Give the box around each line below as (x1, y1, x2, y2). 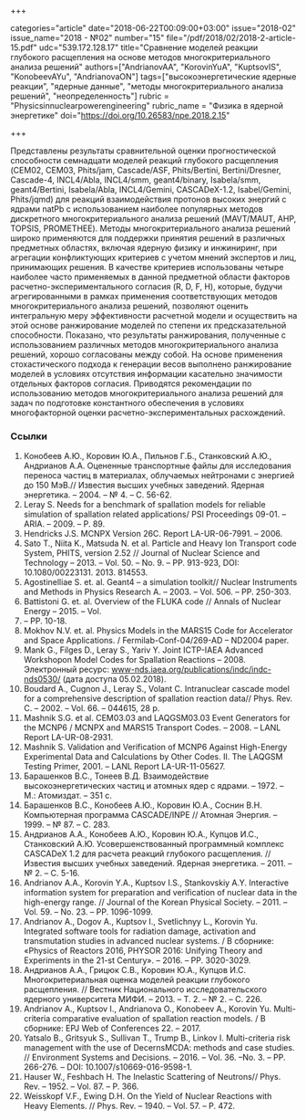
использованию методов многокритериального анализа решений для (10, 388, 283, 398)
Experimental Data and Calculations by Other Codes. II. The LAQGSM (23, 751, 283, 762)
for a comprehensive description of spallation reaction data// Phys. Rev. (23, 693, 293, 704)
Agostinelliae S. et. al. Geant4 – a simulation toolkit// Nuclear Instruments (23, 577, 298, 588)
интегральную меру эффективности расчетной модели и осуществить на (10, 310, 298, 320)
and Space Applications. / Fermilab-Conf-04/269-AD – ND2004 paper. (23, 635, 290, 646)
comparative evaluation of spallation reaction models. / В (52, 1013, 267, 1024)
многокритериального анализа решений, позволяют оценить (10, 300, 249, 311)
